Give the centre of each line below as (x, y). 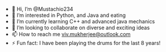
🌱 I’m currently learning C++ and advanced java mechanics (83, 21)
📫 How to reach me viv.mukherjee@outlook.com (71, 34)
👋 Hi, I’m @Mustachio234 (42, 9)
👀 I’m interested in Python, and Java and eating (69, 15)
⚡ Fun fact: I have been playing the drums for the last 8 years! (86, 43)
